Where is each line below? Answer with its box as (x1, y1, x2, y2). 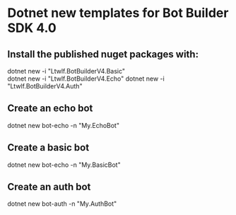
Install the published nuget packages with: (7, 48, 199, 60)
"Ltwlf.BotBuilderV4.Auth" (7, 82, 83, 90)
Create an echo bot (7, 103, 93, 115)
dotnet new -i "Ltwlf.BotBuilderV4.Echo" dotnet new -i (7, 74, 165, 83)
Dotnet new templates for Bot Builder (7, 5, 229, 21)
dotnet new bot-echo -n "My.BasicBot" (7, 161, 122, 169)
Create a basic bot (7, 141, 90, 153)
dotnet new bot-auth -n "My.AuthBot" (7, 199, 117, 208)
